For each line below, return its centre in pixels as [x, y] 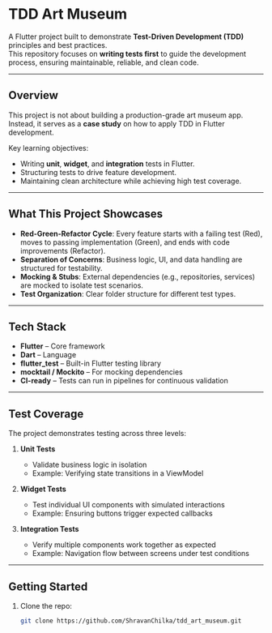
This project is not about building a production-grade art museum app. [126, 115]
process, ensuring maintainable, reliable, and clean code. [104, 62]
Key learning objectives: [49, 148]
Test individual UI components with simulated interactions [128, 505]
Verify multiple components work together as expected [124, 545]
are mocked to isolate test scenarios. [82, 285]
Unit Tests [38, 449]
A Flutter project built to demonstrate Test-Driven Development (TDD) [126, 36]
